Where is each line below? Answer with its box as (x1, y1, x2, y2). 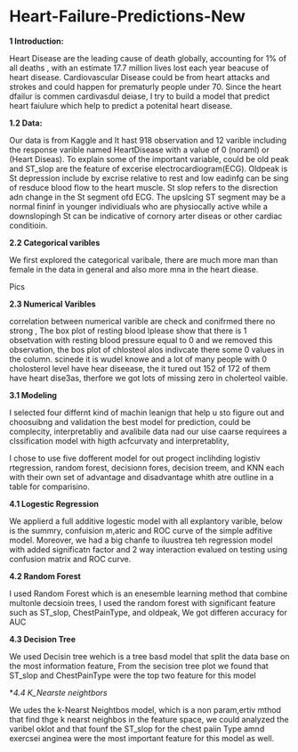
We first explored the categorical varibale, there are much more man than (9, 254, 278, 265)
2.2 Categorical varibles (9, 237, 101, 248)
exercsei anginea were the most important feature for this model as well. (9, 732, 275, 743)
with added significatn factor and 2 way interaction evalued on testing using (9, 544, 287, 554)
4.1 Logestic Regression (9, 498, 100, 509)
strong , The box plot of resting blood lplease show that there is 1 (9, 325, 247, 336)
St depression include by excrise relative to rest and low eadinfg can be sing (9, 172, 289, 184)
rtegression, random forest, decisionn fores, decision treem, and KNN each (9, 462, 285, 473)
